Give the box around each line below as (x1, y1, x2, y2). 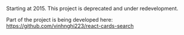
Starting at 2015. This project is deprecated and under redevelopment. (6, 5, 179, 12)
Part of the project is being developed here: (6, 16, 113, 23)
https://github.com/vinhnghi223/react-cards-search (6, 23, 134, 29)
